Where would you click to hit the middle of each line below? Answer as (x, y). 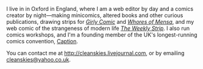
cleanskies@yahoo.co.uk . (39, 60)
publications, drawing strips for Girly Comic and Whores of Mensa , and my (100, 22)
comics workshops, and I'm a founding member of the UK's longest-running (102, 35)
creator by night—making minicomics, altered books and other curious (95, 15)
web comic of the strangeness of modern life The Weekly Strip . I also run (98, 28)
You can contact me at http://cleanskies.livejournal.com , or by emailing (95, 53)
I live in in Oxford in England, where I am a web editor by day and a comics (100, 9)
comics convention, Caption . (42, 41)
